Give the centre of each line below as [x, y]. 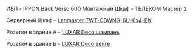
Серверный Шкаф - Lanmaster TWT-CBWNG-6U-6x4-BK [79, 20]
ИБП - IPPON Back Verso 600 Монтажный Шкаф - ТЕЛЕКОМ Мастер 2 [96, 9]
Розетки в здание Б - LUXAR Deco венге [58, 44]
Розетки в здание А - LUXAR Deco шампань [63, 32]
